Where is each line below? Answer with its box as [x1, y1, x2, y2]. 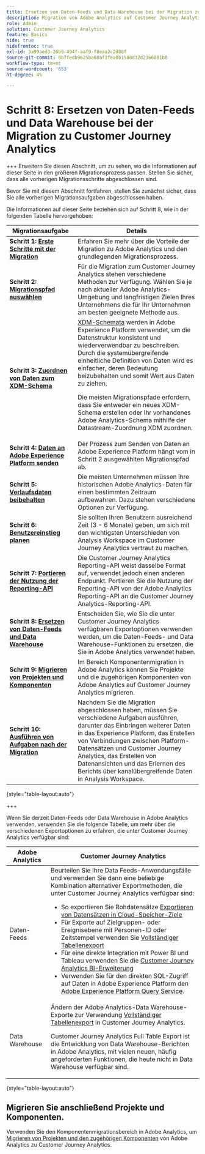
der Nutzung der [9, 576, 59, 585]
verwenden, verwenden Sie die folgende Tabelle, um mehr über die [6, 821, 176, 828]
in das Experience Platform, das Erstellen [77, 729, 195, 737]
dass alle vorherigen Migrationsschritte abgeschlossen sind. [6, 176, 158, 183]
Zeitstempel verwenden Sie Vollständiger [60, 934, 179, 942]
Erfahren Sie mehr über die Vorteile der [77, 237, 190, 245]
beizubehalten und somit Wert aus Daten [77, 371, 195, 380]
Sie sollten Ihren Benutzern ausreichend [77, 513, 192, 522]
